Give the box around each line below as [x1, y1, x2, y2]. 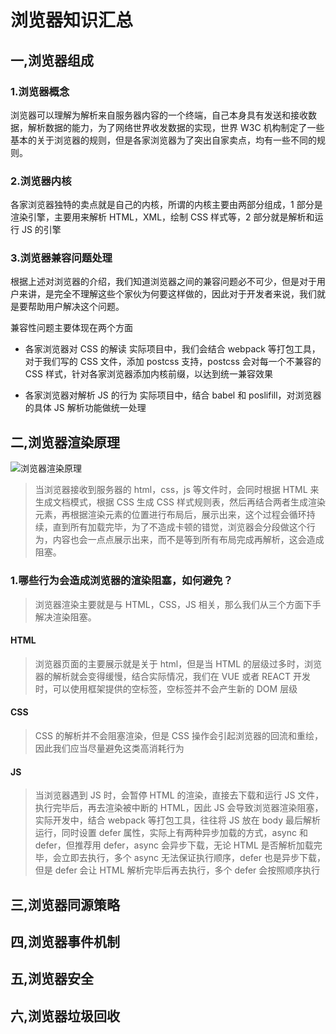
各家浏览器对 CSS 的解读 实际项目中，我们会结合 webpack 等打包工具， [24, 343, 321, 355]
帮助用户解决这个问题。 [27, 301, 125, 313]
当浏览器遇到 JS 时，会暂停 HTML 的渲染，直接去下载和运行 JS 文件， [34, 789, 325, 801]
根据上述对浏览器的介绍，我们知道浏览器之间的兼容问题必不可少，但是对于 [10, 276, 317, 288]
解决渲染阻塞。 [34, 611, 97, 623]
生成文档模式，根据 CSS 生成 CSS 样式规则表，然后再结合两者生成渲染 [34, 496, 326, 508]
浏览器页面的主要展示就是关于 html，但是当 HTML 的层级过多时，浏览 [34, 657, 323, 670]
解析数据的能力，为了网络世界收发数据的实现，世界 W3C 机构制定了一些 [27, 121, 325, 133]
